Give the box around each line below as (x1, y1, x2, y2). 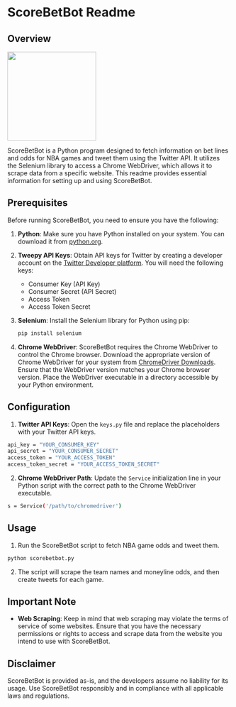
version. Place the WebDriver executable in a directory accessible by (17, 373, 219, 381)
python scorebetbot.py (7, 554, 74, 561)
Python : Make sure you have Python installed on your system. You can (17, 229, 225, 238)
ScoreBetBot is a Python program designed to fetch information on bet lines (7, 146, 229, 155)
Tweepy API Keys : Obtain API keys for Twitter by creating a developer (17, 251, 223, 259)
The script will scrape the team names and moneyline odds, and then (17, 567, 220, 576)
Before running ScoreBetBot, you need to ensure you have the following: (7, 216, 219, 224)
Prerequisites (7, 197, 68, 209)
